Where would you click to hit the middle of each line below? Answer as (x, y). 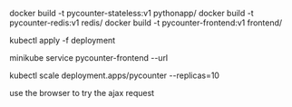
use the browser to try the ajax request (82, 93)
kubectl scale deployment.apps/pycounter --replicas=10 (115, 75)
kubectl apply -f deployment (63, 40)
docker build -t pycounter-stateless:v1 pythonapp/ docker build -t (131, 13)
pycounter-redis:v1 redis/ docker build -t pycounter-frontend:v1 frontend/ (146, 23)
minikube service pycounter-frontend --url (89, 58)
